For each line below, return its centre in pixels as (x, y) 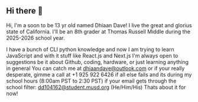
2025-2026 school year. (35, 38)
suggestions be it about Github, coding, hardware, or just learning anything (98, 62)
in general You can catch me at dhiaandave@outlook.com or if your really (95, 68)
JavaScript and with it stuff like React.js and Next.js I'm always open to (92, 55)
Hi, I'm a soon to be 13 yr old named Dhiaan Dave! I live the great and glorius (99, 25)
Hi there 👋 (25, 11)
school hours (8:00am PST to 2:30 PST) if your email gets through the (91, 81)
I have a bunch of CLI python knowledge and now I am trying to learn (90, 49)
